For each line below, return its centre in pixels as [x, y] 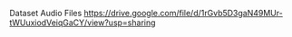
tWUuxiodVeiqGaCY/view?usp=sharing [83, 23]
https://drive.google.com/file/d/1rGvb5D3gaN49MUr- [183, 13]
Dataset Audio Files [46, 13]
